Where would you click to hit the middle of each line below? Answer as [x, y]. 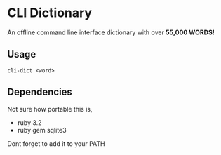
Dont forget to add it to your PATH [56, 143]
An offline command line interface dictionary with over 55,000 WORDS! [111, 32]
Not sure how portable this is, [50, 109]
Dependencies [40, 92]
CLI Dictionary [50, 13]
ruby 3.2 [29, 122]
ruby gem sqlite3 [42, 130]
